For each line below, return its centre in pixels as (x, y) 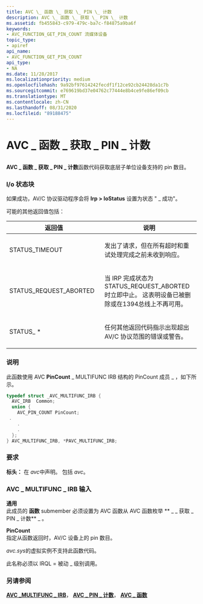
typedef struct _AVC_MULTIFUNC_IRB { (54, 396)
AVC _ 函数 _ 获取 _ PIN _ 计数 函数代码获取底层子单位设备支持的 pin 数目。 (98, 167)
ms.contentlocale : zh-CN (37, 102)
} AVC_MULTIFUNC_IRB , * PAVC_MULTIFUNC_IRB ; (62, 441)
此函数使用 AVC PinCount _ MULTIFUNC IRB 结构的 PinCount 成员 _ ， (94, 377)
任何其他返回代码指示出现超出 (147, 328)
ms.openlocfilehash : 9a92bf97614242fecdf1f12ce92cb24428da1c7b (88, 85)
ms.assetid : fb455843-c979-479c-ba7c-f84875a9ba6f (71, 23)
